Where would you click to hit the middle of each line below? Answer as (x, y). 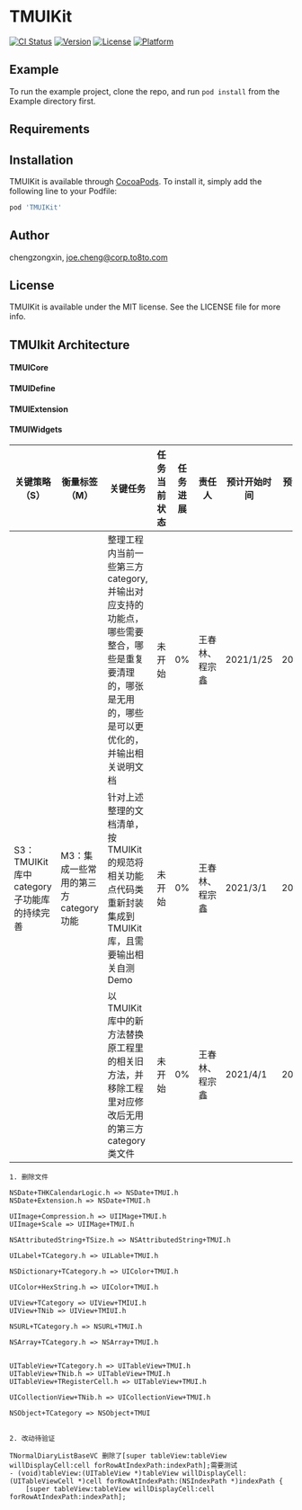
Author (29, 236)
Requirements (49, 129)
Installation (41, 160)
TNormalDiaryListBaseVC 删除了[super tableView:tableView (118, 1456)
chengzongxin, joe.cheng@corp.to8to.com (89, 257)
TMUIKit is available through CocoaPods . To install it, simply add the (136, 181)
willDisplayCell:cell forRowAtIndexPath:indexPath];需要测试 (124, 1465)
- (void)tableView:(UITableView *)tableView (94, 1473)
